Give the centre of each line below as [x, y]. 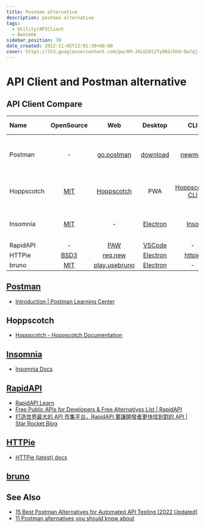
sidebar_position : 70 [34, 40]
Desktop [155, 125]
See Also [23, 497]
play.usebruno [114, 265]
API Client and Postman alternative [97, 81]
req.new [114, 255]
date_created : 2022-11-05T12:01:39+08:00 [60, 46]
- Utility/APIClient [38, 29]
